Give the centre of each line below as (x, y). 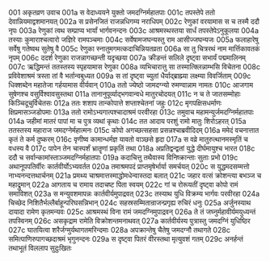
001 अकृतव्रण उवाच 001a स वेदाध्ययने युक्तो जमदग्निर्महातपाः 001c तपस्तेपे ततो (112, 12)
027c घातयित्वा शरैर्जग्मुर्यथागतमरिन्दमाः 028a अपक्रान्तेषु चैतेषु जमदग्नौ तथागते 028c (119, 230)
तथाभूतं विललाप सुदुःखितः (40, 248)
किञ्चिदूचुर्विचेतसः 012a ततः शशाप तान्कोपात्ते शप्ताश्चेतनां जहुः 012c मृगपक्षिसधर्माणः (115, 103)
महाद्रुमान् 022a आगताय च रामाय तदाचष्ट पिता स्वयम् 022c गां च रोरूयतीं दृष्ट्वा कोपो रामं (123, 184)
